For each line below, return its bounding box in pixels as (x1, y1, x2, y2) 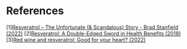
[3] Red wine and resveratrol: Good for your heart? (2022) (6, 36, 146, 43)
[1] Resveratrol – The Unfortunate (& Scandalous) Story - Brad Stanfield (6, 24, 179, 31)
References (6, 4, 64, 18)
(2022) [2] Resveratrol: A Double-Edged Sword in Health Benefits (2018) (6, 30, 181, 37)
